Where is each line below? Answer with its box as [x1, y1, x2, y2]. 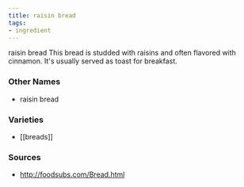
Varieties [8, 114, 44, 125]
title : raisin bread [8, 11, 77, 20]
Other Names [8, 76, 61, 87]
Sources [8, 151, 41, 162]
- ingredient [8, 26, 51, 34]
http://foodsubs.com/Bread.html [19, 170, 125, 179]
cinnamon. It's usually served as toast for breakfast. [8, 56, 178, 66]
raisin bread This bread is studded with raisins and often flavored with [8, 48, 236, 58]
